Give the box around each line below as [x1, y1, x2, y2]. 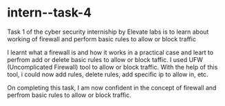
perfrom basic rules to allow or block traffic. [7, 91, 132, 99]
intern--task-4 [7, 5, 92, 21]
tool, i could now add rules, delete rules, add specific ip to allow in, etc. [7, 70, 208, 78]
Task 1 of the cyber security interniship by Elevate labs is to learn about [7, 28, 209, 36]
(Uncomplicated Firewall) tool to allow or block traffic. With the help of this [7, 63, 218, 71]
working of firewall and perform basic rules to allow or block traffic [7, 34, 196, 43]
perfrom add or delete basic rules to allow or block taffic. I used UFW [7, 55, 203, 63]
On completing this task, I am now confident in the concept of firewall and [7, 83, 217, 92]
